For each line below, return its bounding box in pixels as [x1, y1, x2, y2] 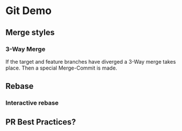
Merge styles [5, 27, 55, 37]
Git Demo [5, 4, 52, 18]
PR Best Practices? [5, 117, 76, 127]
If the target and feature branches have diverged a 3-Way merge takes [5, 58, 176, 65]
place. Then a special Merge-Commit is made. [5, 64, 117, 71]
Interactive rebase [5, 99, 59, 107]
